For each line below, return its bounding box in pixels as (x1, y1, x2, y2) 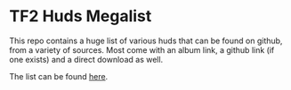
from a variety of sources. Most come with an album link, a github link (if (9, 44, 275, 55)
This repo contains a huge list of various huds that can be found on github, (9, 35, 283, 46)
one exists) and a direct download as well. (9, 54, 164, 64)
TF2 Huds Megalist (9, 6, 152, 26)
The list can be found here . (9, 71, 109, 81)
